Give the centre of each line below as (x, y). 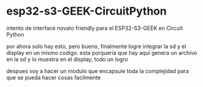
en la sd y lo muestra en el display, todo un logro (67, 59)
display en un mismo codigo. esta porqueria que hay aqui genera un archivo (102, 52)
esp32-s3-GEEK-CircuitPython (87, 11)
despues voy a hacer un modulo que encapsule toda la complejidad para (98, 71)
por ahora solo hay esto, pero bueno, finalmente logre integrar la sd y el (96, 46)
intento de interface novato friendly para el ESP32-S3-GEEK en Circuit (94, 28)
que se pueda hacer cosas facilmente (54, 77)
